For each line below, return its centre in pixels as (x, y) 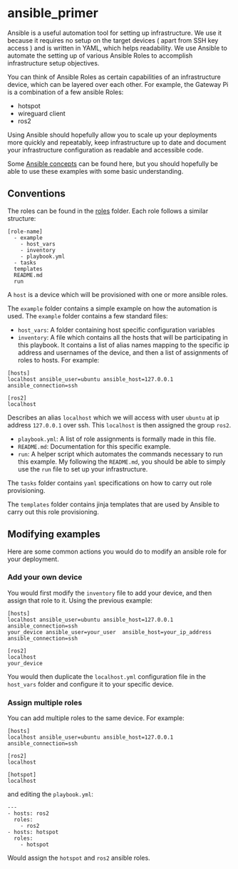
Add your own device (45, 577)
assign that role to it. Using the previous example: (80, 600)
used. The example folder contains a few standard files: (88, 316)
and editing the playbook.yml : (51, 794)
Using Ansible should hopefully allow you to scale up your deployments (112, 135)
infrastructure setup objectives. (53, 63)
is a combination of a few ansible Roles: (66, 92)
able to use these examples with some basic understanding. (95, 171)
